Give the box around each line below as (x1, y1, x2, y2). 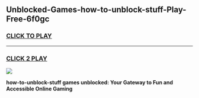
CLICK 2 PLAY (6, 54, 47, 62)
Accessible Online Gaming (6, 85, 73, 92)
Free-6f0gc (6, 14, 50, 24)
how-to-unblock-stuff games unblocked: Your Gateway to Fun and (6, 78, 174, 86)
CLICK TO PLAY (6, 32, 52, 40)
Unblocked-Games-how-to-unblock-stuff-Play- (6, 5, 187, 15)
